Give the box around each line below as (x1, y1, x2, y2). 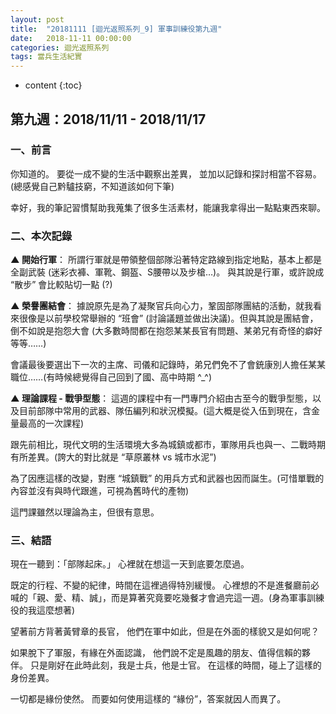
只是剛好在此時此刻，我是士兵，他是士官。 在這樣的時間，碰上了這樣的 (29, 659, 322, 671)
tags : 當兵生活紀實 (10, 52, 83, 62)
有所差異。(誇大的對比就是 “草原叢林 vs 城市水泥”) (10, 451, 217, 463)
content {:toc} (24, 79, 83, 91)
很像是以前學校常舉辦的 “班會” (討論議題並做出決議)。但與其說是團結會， (18, 312, 319, 325)
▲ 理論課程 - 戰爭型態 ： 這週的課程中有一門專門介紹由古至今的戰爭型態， (10, 392, 313, 405)
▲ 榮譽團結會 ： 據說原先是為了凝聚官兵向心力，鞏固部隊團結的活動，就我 (10, 300, 313, 312)
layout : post (10, 14, 65, 25)
